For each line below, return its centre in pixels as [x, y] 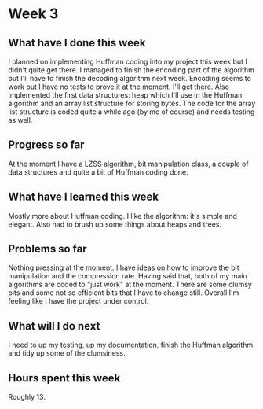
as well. [20, 120]
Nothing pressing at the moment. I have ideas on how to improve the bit [124, 267]
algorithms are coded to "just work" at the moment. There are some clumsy [130, 285]
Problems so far [48, 249]
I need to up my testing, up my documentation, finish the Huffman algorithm [131, 345]
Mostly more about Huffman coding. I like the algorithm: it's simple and [123, 216]
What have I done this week [77, 43]
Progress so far [46, 145]
